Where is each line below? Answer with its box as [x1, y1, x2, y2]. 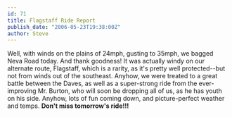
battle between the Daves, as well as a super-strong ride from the [7, 79, 198, 88]
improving [7, 87, 37, 95]
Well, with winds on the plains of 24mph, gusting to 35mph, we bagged [7, 49, 214, 58]
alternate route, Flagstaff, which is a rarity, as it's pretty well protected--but [7, 64, 226, 73]
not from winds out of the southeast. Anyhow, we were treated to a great [7, 72, 218, 80]
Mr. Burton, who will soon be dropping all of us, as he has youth [37, 87, 223, 95]
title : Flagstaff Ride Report [7, 17, 96, 24]
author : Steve [7, 30, 49, 37]
